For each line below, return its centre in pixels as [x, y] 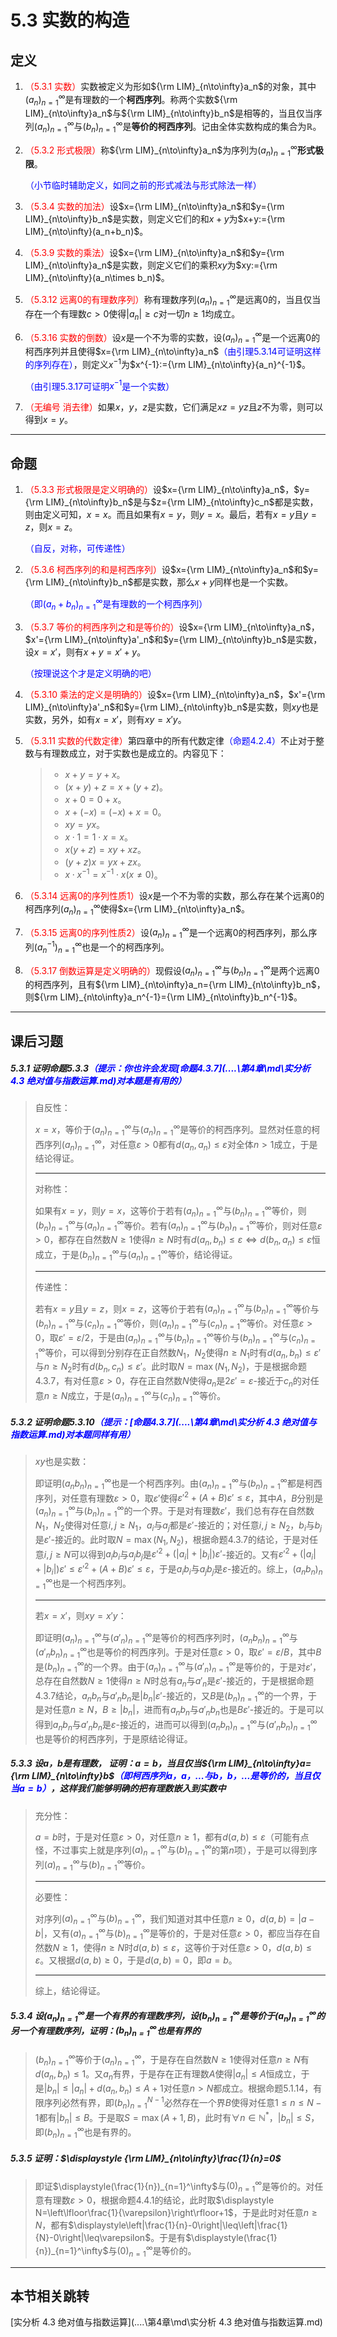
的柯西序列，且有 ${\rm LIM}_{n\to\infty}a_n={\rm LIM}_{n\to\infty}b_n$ [170, 985]
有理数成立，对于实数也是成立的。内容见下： [134, 753]
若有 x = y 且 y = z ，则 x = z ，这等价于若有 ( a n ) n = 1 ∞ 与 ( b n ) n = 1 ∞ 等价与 [177, 1308]
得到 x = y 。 [48, 420]
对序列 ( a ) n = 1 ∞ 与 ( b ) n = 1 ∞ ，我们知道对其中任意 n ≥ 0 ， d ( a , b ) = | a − [174, 1919]
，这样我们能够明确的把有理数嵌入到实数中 [138, 1788]
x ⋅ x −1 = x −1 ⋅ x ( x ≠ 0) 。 [113, 874]
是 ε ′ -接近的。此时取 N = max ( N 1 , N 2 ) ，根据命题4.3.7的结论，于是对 [172, 1540]
